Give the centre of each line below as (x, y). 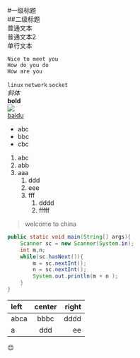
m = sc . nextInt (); (60, 263)
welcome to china (50, 224)
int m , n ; (33, 250)
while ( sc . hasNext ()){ (52, 256)
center (46, 306)
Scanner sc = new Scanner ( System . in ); (77, 243)
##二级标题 (24, 19)
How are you (25, 71)
